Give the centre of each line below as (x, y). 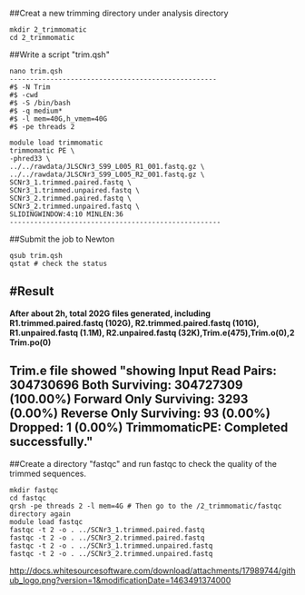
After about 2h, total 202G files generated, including (110, 313)
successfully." (51, 442)
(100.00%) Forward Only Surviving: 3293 (129, 399)
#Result (32, 291)
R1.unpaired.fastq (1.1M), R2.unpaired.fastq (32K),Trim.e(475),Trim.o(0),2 (152, 332)
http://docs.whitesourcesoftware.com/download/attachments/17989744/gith (152, 570)
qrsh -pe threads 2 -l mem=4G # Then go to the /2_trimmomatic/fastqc (146, 506)
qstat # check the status (58, 263)
